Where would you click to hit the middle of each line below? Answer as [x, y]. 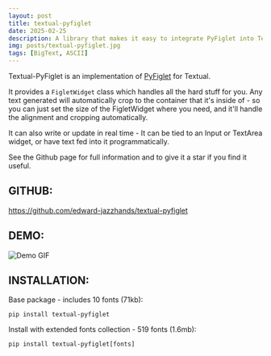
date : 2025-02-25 [38, 31]
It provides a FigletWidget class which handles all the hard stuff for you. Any [135, 92]
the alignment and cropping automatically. [78, 117]
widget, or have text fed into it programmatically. [89, 141]
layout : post [30, 16]
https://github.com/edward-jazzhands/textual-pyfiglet [98, 210]
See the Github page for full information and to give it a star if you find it [128, 157]
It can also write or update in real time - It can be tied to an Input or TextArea [135, 133]
